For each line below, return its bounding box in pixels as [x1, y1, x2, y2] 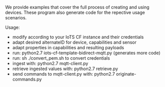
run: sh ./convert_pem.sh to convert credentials [12, 55, 110, 61]
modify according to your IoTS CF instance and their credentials [12, 34, 144, 40]
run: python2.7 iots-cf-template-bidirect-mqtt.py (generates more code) [12, 50, 161, 56]
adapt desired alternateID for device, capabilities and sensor [12, 39, 137, 45]
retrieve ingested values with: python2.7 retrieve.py [12, 66, 118, 72]
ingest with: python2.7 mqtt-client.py [12, 61, 89, 66]
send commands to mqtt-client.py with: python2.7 [12, 71, 115, 77]
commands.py [12, 77, 42, 82]
